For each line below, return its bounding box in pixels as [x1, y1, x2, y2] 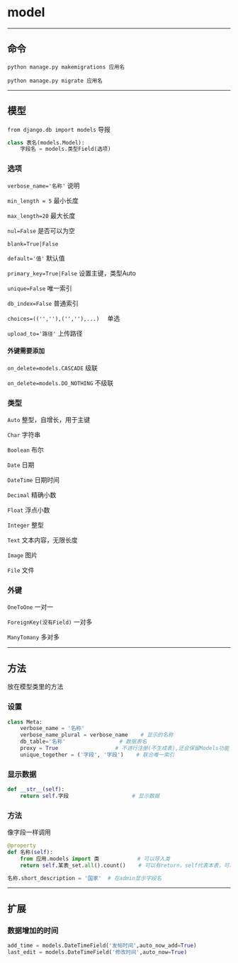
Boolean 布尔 [7, 445, 45, 454]
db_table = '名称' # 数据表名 [20, 738, 147, 746]
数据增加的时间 [7, 925, 59, 935]
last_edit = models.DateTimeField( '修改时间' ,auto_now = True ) [7, 949, 188, 956]
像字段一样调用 [7, 828, 51, 836]
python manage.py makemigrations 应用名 [7, 63, 125, 71]
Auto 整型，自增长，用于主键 [7, 416, 91, 424]
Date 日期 [7, 461, 35, 469]
